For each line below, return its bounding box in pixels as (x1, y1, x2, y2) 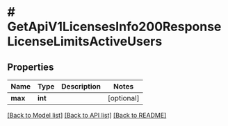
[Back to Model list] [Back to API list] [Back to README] (7, 111, 167, 119)
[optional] (107, 93, 140, 102)
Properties (7, 61, 54, 73)
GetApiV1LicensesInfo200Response (7, 19, 222, 35)
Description (61, 82, 101, 91)
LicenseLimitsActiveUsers (7, 34, 163, 49)
